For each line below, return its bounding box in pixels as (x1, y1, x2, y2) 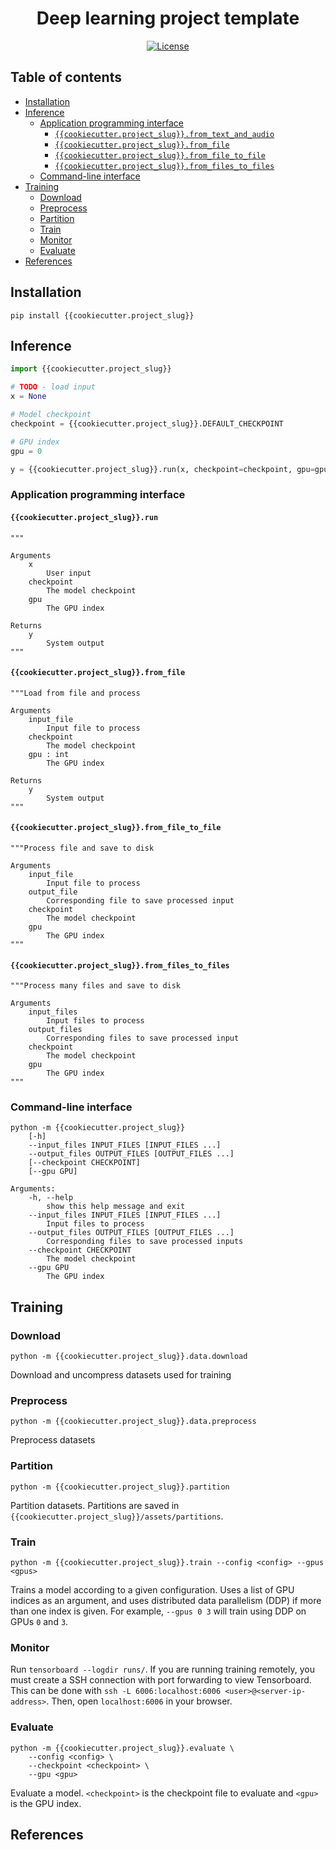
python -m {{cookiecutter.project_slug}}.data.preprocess (10, 1417, 257, 1427)
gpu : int (28, 749, 70, 759)
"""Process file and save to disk (10, 843, 155, 853)
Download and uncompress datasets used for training (10, 1369, 232, 1381)
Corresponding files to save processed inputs (46, 1237, 244, 1247)
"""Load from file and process (10, 688, 141, 698)
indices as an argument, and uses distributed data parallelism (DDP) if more (10, 1594, 322, 1606)
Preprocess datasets (10, 1434, 96, 1446)
